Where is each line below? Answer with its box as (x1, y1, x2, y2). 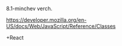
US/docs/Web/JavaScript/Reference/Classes (6, 23, 116, 29)
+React (6, 34, 24, 41)
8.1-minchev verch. (6, 5, 53, 12)
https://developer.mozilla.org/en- (6, 17, 87, 23)
